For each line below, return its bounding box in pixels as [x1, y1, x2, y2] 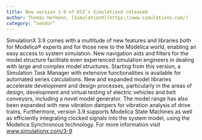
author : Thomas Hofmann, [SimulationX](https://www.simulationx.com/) [6, 15, 189, 21]
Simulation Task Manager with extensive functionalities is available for [6, 69, 181, 77]
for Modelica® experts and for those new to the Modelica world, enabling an [6, 43, 197, 51]
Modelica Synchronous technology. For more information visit [6, 121, 161, 128]
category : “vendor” [6, 20, 56, 26]
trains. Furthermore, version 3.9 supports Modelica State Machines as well [6, 108, 193, 116]
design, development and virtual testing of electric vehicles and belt [6, 89, 176, 96]
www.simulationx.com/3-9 [6, 127, 73, 135]
